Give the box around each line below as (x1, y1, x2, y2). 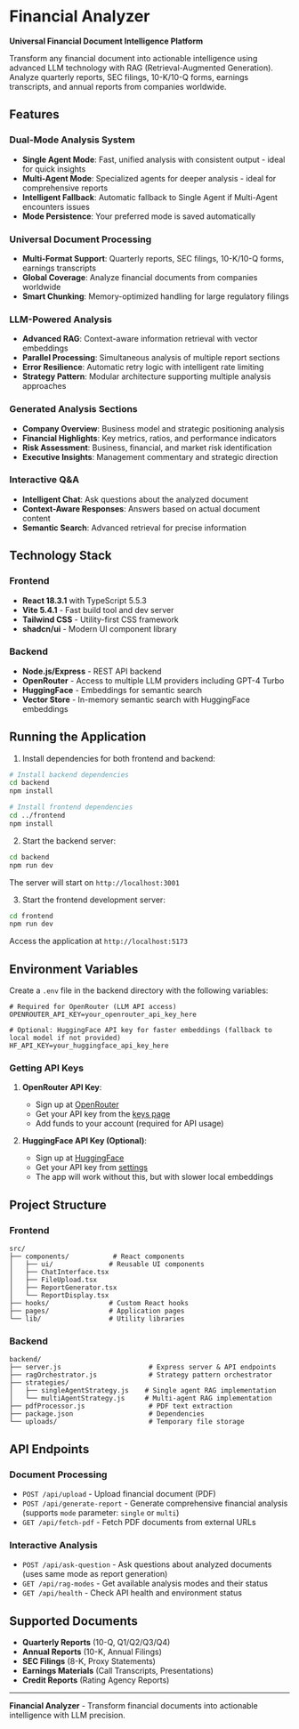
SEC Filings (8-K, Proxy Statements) (21, 1656, 156, 1667)
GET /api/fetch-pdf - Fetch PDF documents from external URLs (21, 1517, 256, 1528)
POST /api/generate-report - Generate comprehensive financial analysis (21, 1498, 288, 1509)
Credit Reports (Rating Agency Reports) (21, 1675, 170, 1685)
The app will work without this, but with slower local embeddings (35, 1172, 274, 1183)
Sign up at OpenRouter (35, 1099, 120, 1110)
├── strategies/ (9, 1378, 69, 1387)
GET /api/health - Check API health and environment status (21, 1588, 243, 1598)
